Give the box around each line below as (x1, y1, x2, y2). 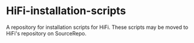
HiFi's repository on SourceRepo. (6, 29, 87, 37)
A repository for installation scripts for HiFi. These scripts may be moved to (6, 24, 189, 31)
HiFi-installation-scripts (6, 4, 126, 18)
